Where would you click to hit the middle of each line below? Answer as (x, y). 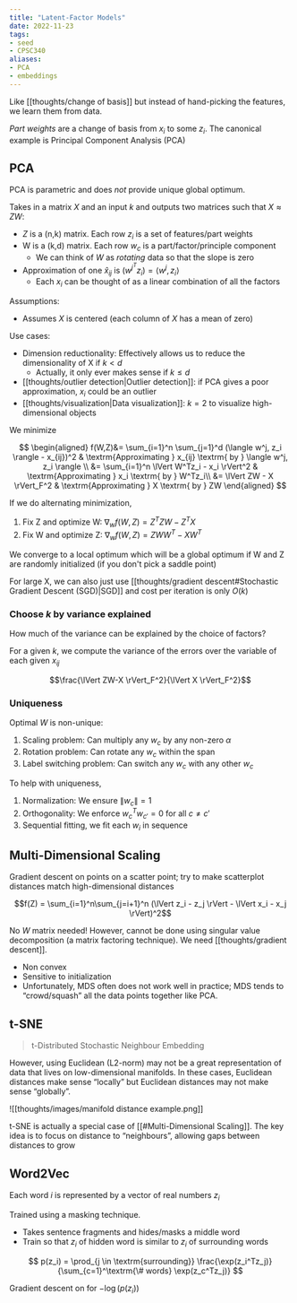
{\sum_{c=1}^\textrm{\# (101, 1271)
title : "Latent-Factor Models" (68, 17)
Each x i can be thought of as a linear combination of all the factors (157, 283)
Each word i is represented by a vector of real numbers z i (115, 1196)
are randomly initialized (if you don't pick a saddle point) (113, 564)
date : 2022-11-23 (42, 26)
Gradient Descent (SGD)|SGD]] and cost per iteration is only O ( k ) (129, 591)
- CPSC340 (28, 51)
